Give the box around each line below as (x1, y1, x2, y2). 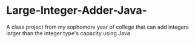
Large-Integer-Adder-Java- (6, 4, 147, 17)
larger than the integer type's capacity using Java (6, 29, 130, 36)
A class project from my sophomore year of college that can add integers (6, 23, 189, 30)
